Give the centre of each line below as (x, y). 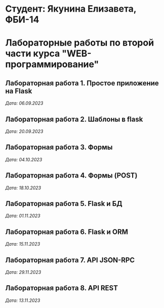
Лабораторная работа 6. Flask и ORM (67, 232)
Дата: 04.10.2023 (24, 159)
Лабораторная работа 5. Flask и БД (64, 204)
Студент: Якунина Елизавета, (71, 9)
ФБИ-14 (22, 20)
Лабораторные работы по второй (80, 43)
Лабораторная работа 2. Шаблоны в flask (74, 119)
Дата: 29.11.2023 (23, 272)
